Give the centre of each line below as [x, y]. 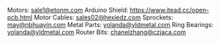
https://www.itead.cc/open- [169, 10]
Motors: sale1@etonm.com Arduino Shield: [68, 10]
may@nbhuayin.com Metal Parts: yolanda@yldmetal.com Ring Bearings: [110, 25]
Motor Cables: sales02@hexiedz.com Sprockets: [103, 17]
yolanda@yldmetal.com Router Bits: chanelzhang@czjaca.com [96, 32]
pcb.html [20, 17]
